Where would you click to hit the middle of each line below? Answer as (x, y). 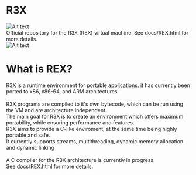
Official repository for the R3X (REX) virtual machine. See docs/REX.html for (97, 32)
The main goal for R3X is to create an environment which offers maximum (95, 116)
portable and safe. (28, 135)
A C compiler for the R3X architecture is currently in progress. (80, 160)
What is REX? (39, 69)
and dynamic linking (30, 147)
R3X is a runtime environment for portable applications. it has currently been (98, 85)
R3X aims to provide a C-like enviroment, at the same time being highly (92, 129)
